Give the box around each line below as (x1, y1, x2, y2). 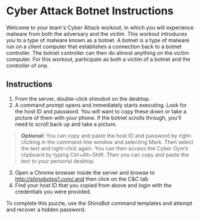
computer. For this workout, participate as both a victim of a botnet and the (6, 55, 191, 63)
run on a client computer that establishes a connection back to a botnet (6, 43, 182, 50)
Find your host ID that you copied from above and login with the (14, 181, 172, 189)
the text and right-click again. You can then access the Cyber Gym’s (20, 144, 189, 152)
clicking (20, 138, 41, 146)
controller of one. (6, 61, 49, 69)
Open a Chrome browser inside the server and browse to (14, 169, 155, 176)
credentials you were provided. (14, 188, 91, 195)
